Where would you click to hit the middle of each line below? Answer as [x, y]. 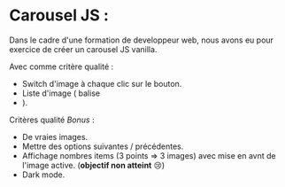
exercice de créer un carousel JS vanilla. [83, 49]
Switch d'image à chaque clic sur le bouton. [102, 83]
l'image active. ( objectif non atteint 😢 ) [93, 165]
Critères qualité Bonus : [52, 120]
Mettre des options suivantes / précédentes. [103, 146]
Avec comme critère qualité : [62, 66]
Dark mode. [43, 175]
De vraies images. [55, 136]
